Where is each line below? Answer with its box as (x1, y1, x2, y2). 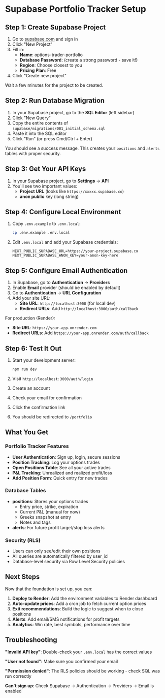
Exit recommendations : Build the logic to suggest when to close (12, 605, 144, 611)
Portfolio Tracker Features (5, 443, 69, 450)
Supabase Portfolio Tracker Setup (5, 3, 146, 15)
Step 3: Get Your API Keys (5, 165, 86, 173)
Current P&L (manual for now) (19, 508, 80, 515)
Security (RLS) (5, 537, 41, 543)
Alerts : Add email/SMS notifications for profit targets (12, 616, 120, 622)
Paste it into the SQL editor (12, 130, 67, 136)
